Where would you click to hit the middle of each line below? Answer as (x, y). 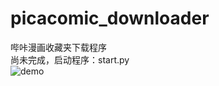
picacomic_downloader (110, 18)
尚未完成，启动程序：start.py (70, 59)
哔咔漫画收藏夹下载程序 (58, 47)
